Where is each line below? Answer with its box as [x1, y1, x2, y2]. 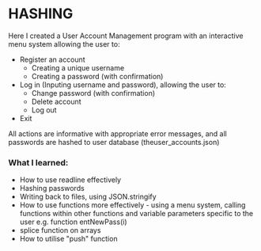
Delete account [31, 97, 81, 106]
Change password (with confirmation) [31, 88, 156, 97]
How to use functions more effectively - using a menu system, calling [19, 200, 246, 210]
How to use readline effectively [19, 175, 121, 184]
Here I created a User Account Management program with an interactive [8, 31, 244, 40]
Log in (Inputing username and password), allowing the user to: [19, 80, 227, 89]
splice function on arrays [19, 226, 101, 235]
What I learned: [8, 157, 69, 168]
